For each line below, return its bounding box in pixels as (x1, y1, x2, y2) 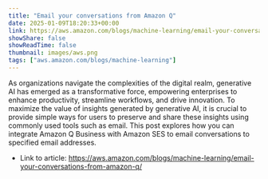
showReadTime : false (8, 42, 77, 50)
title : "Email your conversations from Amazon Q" (8, 11, 177, 20)
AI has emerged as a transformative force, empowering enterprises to (8, 86, 238, 96)
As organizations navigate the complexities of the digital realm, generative (8, 78, 252, 88)
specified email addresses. (8, 137, 97, 147)
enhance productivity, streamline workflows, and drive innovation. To (8, 95, 235, 105)
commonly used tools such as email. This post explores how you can (8, 121, 235, 130)
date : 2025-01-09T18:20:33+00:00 (8, 19, 120, 27)
